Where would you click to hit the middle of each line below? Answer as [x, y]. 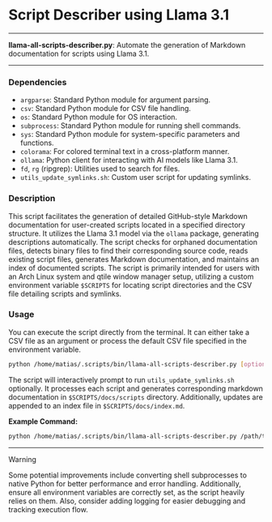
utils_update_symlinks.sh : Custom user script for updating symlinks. [135, 178]
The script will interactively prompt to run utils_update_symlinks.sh [121, 379]
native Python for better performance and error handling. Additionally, [125, 483]
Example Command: [43, 421]
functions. [37, 143]
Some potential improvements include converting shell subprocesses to [127, 475]
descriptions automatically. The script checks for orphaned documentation [133, 242]
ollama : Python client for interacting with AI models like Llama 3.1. [129, 160]
